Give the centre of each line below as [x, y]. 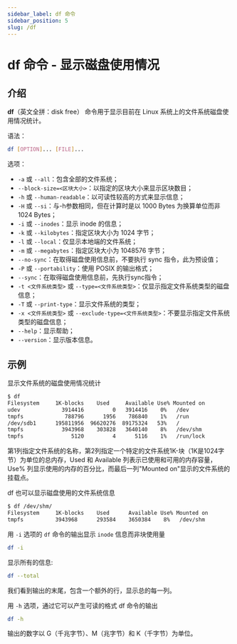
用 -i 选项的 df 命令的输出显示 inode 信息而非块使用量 [86, 534]
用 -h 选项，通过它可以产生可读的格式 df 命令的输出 [83, 605]
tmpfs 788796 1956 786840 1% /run [99, 416]
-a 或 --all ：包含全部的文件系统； [68, 179]
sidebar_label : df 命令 [42, 14]
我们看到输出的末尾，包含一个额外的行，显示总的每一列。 [91, 590]
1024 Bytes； [37, 215]
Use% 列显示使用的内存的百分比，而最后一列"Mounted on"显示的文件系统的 [119, 469]
